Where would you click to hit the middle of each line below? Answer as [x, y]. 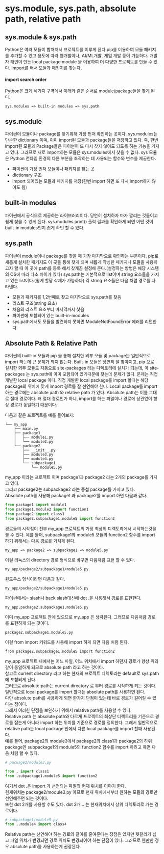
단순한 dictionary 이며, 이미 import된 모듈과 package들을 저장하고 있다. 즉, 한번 [82, 140]
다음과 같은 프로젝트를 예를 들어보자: [40, 415]
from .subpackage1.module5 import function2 [51, 776]
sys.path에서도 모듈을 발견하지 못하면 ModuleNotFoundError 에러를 [78, 321]
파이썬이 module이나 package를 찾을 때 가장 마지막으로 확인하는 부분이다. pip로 [82, 256]
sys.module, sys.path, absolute [70, 9]
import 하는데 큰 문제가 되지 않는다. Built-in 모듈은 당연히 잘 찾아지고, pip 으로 [80, 362]
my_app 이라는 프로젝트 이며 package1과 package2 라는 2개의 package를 [77, 477]
